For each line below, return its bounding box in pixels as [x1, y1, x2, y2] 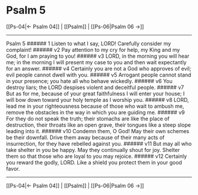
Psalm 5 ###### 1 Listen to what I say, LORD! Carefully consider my [6, 39, 171, 47]
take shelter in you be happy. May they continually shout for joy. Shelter [6, 146, 180, 153]
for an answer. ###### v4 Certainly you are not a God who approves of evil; [6, 65, 192, 72]
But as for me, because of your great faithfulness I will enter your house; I [6, 90, 185, 97]
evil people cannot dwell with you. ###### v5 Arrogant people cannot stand [6, 71, 192, 78]
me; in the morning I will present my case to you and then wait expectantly [6, 58, 187, 65]
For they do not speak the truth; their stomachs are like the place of [6, 115, 170, 122]
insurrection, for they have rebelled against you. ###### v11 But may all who [6, 140, 192, 147]
